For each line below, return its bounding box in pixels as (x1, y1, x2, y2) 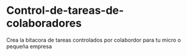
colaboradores (6, 16, 82, 30)
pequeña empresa (6, 43, 52, 50)
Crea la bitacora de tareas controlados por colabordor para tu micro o (6, 36, 182, 43)
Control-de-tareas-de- (6, 4, 124, 17)
